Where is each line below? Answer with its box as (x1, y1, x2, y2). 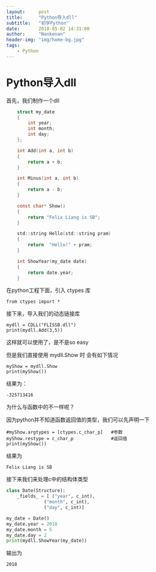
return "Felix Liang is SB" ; (28, 214, 101, 220)
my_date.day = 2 (6, 532, 47, 538)
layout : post (6, 8, 50, 15)
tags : (6, 43, 20, 49)
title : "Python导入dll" (6, 14, 77, 20)
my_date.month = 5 (6, 526, 52, 533)
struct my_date (17, 109, 55, 115)
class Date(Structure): (6, 488, 66, 494)
